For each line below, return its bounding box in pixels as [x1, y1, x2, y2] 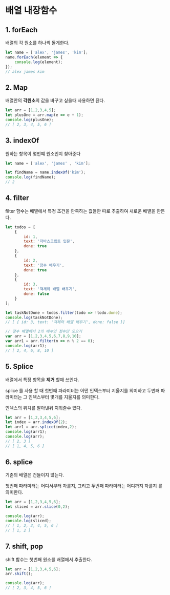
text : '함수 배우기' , [24, 263, 65, 268]
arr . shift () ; [5, 571, 33, 577]
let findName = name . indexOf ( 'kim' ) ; [5, 170, 86, 175]
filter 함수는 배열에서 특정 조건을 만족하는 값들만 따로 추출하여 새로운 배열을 [5, 208, 156, 214]
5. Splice [5, 362, 34, 371]
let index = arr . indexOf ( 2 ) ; [5, 420, 68, 425]
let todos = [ [5, 224, 36, 230]
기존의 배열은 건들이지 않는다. [5, 472, 65, 478]
